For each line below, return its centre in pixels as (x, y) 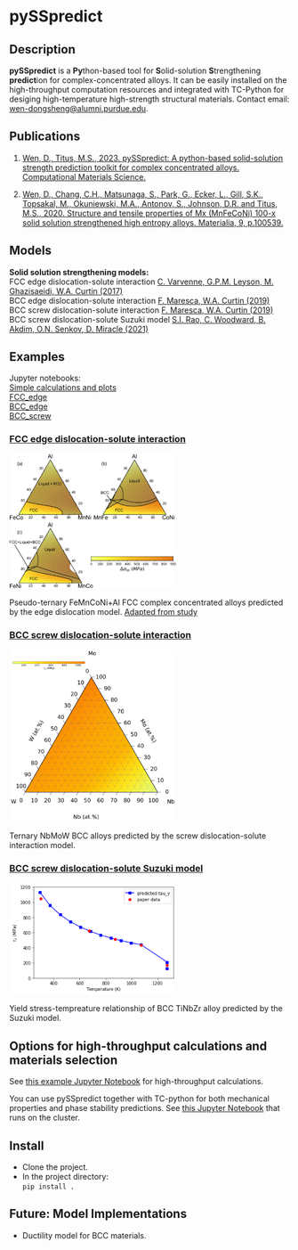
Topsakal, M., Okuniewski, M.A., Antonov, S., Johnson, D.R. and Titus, (150, 203)
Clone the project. (55, 1167)
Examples (37, 357)
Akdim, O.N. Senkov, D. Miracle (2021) (79, 329)
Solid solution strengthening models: (79, 272)
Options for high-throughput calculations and (138, 1046)
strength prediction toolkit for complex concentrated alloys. (131, 167)
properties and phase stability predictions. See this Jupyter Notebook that (145, 1108)
